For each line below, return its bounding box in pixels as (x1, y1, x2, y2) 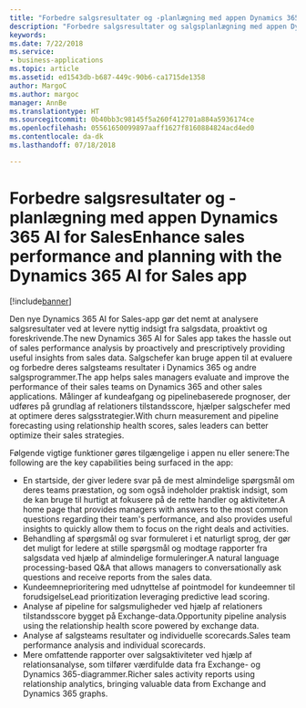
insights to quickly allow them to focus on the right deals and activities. (22, 523, 290, 534)
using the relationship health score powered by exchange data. (22, 619, 260, 630)
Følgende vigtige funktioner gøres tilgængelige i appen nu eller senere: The (9, 447, 290, 458)
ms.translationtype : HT (9, 107, 100, 116)
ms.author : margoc (9, 89, 79, 99)
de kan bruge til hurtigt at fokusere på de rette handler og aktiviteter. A (22, 494, 285, 505)
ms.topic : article (9, 65, 79, 74)
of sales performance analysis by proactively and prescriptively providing (9, 342, 285, 353)
